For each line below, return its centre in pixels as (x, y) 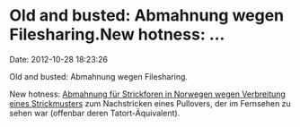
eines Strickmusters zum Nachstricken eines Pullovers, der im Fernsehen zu (150, 103)
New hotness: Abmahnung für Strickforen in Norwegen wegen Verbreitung (147, 94)
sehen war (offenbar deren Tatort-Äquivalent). (95, 113)
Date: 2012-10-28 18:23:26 (59, 59)
